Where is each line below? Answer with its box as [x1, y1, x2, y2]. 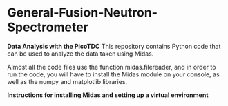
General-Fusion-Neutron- [7, 5, 158, 21]
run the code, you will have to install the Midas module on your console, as [7, 70, 220, 78]
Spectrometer [7, 19, 88, 35]
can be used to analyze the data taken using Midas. [7, 50, 154, 58]
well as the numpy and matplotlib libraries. [7, 77, 128, 85]
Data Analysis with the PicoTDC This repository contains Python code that [7, 42, 221, 50]
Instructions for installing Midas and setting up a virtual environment [7, 91, 209, 99]
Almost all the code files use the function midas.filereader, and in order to [7, 63, 216, 71]
